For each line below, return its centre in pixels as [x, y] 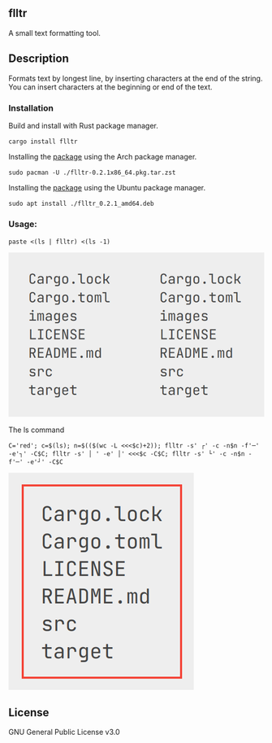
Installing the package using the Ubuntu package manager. [107, 187]
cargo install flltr [43, 142]
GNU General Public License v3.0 [64, 732]
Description [39, 59]
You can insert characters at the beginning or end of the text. [110, 87]
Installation [31, 107]
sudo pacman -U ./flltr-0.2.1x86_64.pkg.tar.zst [92, 173]
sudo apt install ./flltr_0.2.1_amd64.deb [81, 203]
